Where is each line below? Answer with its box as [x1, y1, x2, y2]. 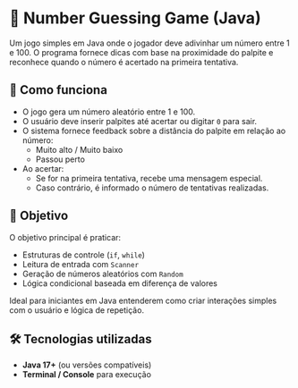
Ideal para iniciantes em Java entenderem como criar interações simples [9, 295, 277, 306]
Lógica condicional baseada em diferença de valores [21, 277, 217, 289]
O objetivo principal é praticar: [9, 232, 122, 242]
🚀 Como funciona [9, 82, 107, 97]
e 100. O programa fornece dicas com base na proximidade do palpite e [9, 46, 274, 57]
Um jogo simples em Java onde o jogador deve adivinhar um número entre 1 [9, 38, 291, 48]
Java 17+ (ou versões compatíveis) [21, 359, 152, 370]
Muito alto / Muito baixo [35, 144, 123, 155]
